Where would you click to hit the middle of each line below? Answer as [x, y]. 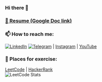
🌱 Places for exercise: [31, 59]
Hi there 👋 [17, 8]
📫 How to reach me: [30, 34]
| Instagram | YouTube [75, 47]
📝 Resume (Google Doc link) [38, 20]
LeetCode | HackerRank [29, 69]
